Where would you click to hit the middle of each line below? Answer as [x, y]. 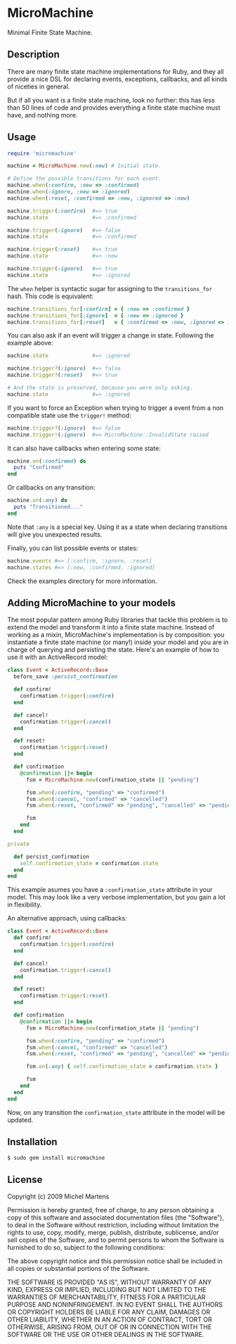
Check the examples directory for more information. [82, 581]
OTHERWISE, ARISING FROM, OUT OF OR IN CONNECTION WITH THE [110, 1327]
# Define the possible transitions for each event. [84, 179]
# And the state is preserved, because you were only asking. [100, 388]
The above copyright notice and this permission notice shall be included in [115, 1261]
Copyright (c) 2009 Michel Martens [58, 1196]
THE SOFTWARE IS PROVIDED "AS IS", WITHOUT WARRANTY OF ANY [110, 1282]
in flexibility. [25, 904]
